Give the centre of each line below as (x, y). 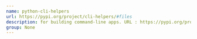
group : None (21, 27)
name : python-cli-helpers (38, 11)
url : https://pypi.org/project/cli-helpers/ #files (69, 17)
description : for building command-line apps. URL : (72, 22)
